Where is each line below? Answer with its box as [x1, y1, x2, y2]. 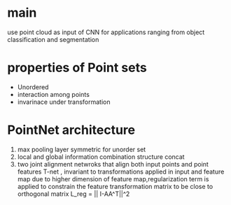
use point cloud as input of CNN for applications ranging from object [7, 28, 205, 36]
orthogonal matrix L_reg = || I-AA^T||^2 [17, 190, 130, 198]
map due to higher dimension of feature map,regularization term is [17, 174, 209, 183]
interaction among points [17, 90, 90, 98]
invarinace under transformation [17, 98, 111, 106]
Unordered [17, 82, 49, 91]
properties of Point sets [7, 60, 147, 76]
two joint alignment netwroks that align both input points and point [17, 160, 209, 168]
